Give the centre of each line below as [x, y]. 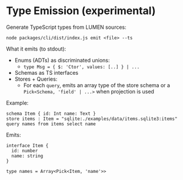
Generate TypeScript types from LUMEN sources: [66, 27]
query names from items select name [51, 124]
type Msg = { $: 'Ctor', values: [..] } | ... [81, 67]
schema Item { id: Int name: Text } [51, 114]
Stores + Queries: [36, 79]
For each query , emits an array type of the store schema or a [97, 85]
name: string [27, 156]
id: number [25, 151]
